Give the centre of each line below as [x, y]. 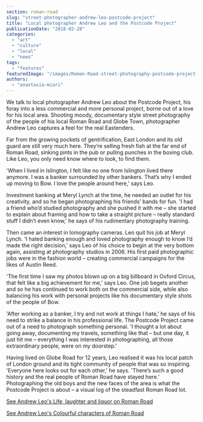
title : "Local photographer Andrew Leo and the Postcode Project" [92, 23]
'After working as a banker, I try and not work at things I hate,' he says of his [101, 314]
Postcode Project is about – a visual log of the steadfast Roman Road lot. [97, 390]
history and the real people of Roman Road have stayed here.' [83, 377]
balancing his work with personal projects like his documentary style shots [99, 296]
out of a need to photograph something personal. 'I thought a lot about [94, 326]
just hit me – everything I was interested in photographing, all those [90, 339]
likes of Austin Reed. [32, 265]
